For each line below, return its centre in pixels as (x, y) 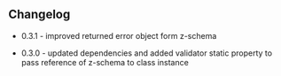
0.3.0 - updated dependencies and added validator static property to (146, 53)
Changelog (39, 15)
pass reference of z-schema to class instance (105, 62)
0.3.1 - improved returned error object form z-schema (119, 35)
